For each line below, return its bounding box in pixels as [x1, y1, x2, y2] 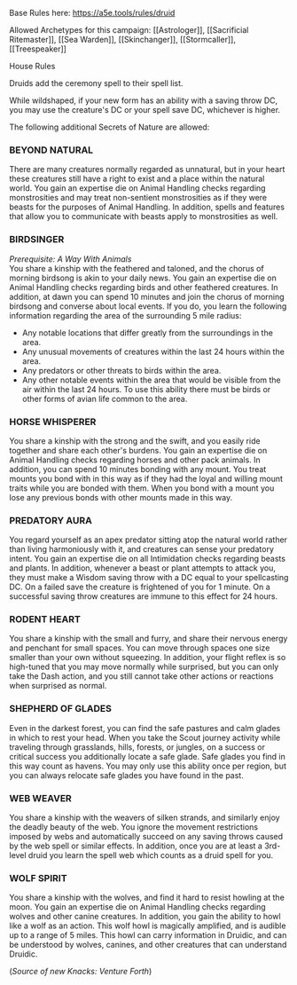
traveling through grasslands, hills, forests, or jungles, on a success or [9, 741, 266, 753]
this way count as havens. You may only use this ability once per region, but [9, 760, 286, 771]
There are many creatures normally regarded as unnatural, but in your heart [9, 164, 285, 175]
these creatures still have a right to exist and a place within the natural [9, 173, 265, 185]
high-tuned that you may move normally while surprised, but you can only [9, 661, 279, 673]
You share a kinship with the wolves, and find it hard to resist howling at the [9, 892, 285, 903]
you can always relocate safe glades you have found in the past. [9, 769, 244, 780]
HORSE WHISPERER [9, 415, 97, 428]
